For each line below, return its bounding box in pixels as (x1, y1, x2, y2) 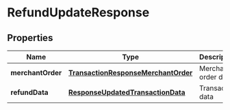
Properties (7, 32, 53, 44)
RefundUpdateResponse (7, 5, 150, 20)
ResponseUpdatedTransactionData (68, 87, 186, 97)
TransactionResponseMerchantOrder (68, 68, 193, 77)
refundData (10, 87, 49, 97)
